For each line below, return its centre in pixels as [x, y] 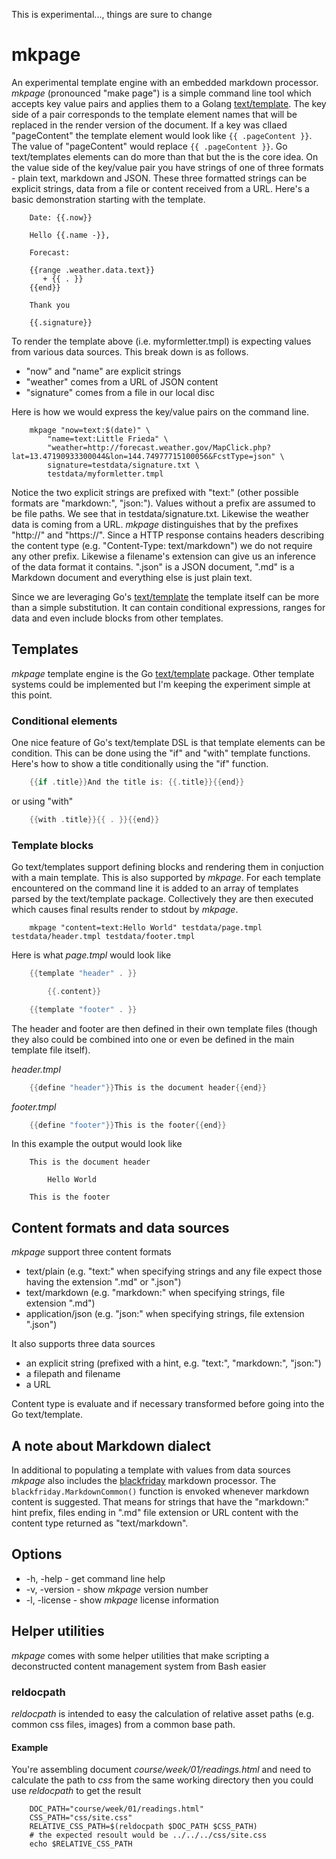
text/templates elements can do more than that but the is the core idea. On [165, 156]
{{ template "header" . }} [83, 974]
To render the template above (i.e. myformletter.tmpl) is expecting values [161, 341]
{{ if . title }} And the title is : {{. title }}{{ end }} [137, 782]
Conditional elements [64, 721]
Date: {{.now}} [61, 217]
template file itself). [51, 1050]
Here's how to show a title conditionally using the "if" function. [140, 764]
